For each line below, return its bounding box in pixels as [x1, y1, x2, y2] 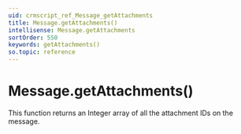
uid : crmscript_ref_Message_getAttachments [8, 11, 154, 20]
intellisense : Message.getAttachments [8, 26, 135, 34]
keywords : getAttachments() [8, 41, 101, 49]
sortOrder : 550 [8, 33, 58, 42]
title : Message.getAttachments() [8, 19, 118, 27]
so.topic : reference [8, 48, 76, 56]
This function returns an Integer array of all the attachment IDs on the [8, 108, 234, 117]
